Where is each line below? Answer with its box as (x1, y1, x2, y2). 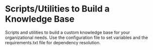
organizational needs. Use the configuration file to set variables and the (5, 35, 148, 40)
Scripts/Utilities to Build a (5, 3, 110, 14)
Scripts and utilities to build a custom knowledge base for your (5, 29, 130, 35)
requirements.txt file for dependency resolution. (5, 39, 101, 45)
